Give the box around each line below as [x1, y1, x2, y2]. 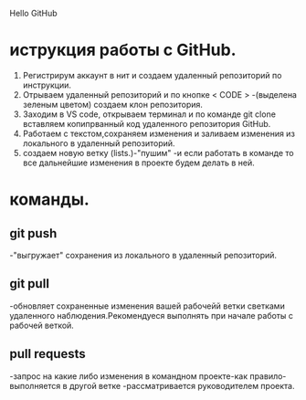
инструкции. [22, 79, 71, 90]
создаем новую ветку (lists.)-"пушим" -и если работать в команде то [22, 147, 294, 158]
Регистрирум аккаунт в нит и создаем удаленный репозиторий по [22, 69, 282, 80]
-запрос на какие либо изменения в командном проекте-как [9, 370, 248, 382]
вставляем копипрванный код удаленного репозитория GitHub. [22, 118, 271, 129]
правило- [249, 370, 287, 382]
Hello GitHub [9, 8, 58, 18]
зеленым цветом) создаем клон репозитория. [22, 99, 204, 110]
